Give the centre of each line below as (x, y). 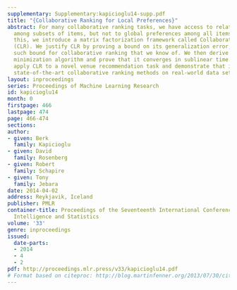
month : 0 (20, 99)
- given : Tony (28, 177)
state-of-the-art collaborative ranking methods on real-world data (116, 72)
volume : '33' (26, 223)
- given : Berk (28, 138)
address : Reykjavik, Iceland (50, 197)
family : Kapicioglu (42, 145)
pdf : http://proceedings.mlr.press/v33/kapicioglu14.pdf (93, 269)
